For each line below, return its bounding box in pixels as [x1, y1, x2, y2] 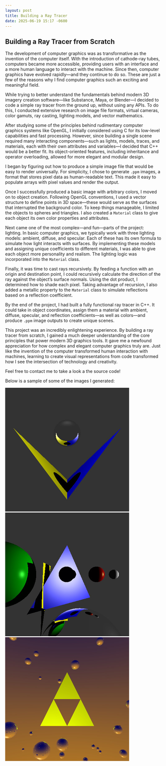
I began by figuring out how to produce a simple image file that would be [5, 163, 154, 169]
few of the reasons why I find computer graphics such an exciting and [5, 77, 148, 83]
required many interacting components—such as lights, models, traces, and [5, 138, 160, 144]
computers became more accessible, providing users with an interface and [5, 61, 159, 67]
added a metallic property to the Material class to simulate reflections [5, 287, 148, 293]
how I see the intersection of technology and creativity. [5, 359, 118, 365]
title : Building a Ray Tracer [5, 13, 68, 18]
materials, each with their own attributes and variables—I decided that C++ [5, 144, 159, 150]
